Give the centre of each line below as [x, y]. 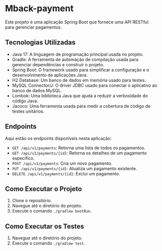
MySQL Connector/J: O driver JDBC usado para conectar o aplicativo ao [84, 85]
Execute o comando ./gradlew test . [48, 243]
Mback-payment [39, 9]
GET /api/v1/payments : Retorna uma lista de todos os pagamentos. [79, 148]
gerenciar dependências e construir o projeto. [58, 64]
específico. [23, 158]
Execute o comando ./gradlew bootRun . [52, 211]
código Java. [25, 101]
